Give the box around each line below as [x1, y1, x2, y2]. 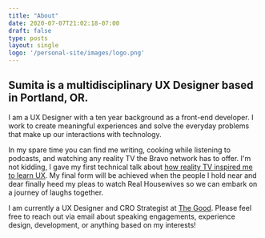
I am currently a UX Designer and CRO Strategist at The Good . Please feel [8, 203, 252, 212]
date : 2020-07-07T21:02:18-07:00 [8, 19, 120, 27]
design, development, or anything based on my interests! [8, 220, 196, 229]
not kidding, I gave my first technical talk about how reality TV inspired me [8, 162, 254, 171]
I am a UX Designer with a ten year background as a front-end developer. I [8, 112, 254, 122]
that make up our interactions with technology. [8, 129, 162, 139]
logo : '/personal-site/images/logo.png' [8, 49, 146, 57]
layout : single [8, 42, 59, 50]
